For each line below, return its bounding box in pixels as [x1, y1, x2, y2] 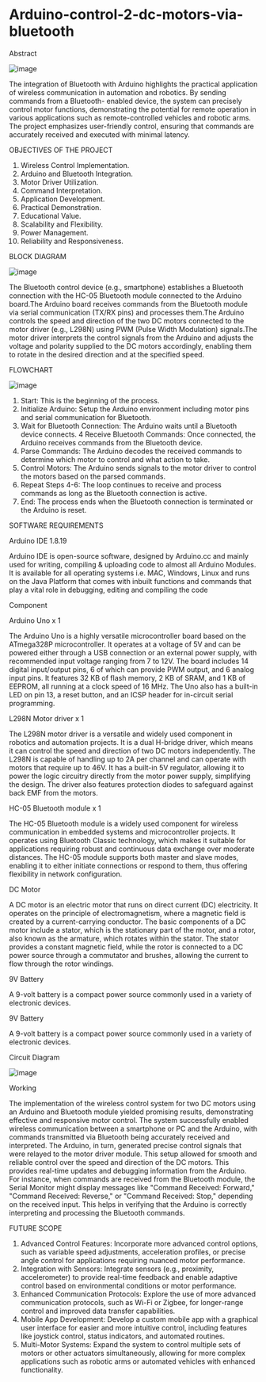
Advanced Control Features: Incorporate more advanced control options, [20, 1239, 258, 1248]
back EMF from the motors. [9, 788, 98, 797]
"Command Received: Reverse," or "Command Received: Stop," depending [9, 1191, 253, 1201]
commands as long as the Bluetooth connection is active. [20, 488, 207, 498]
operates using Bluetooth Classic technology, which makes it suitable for [9, 835, 246, 845]
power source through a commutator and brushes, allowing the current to [9, 950, 249, 960]
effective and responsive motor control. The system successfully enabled [9, 1115, 249, 1124]
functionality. [20, 1365, 63, 1374]
